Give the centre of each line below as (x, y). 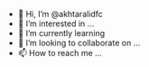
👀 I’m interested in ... (56, 24)
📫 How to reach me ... (60, 53)
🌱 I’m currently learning (61, 33)
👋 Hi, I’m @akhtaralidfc (61, 14)
